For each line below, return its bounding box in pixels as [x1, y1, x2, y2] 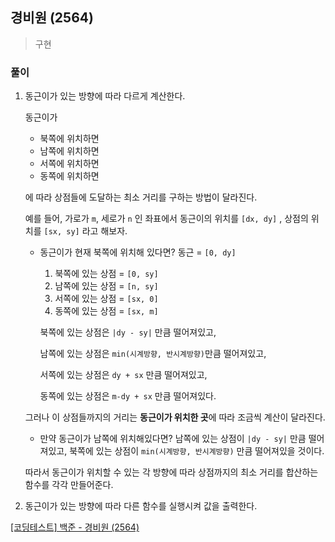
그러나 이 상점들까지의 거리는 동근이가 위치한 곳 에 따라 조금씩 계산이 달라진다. [24, 411, 326, 423]
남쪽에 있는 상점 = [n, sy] [54, 280, 159, 292]
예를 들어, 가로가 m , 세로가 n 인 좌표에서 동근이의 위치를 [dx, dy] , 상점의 [24, 213, 309, 225]
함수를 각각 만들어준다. [24, 479, 114, 491]
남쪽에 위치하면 [39, 145, 100, 157]
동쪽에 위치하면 [39, 170, 100, 182]
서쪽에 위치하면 [39, 158, 100, 170]
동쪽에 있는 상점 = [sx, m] [54, 305, 159, 317]
